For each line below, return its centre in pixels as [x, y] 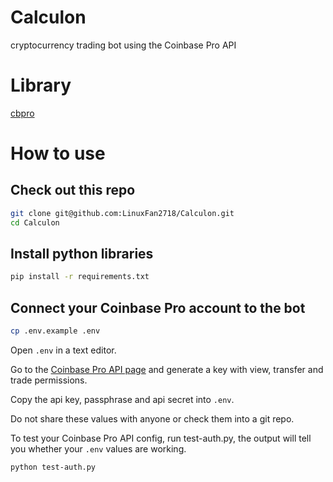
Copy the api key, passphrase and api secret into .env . [122, 399]
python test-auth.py [53, 467]
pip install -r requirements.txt [80, 277]
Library [41, 85]
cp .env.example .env [55, 331]
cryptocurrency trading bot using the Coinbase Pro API [123, 45]
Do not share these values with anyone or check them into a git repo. [152, 419]
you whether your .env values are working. [98, 449]
